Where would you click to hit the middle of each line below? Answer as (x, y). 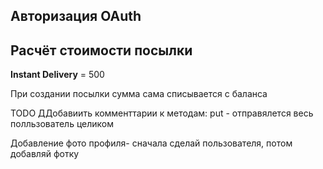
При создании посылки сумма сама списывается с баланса (139, 94)
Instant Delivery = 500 (57, 75)
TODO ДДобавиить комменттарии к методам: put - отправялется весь (162, 113)
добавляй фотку (45, 154)
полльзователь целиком (62, 124)
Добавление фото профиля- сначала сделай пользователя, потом (151, 143)
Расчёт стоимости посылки (101, 50)
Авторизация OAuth (76, 16)
